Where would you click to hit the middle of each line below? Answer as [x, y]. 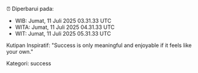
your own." [20, 52]
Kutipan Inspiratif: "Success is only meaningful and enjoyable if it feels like [99, 45]
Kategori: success [29, 63]
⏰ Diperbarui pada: [30, 9]
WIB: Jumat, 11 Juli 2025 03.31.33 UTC [63, 21]
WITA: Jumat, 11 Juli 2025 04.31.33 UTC [65, 27]
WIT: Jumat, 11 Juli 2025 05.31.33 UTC [63, 33]
